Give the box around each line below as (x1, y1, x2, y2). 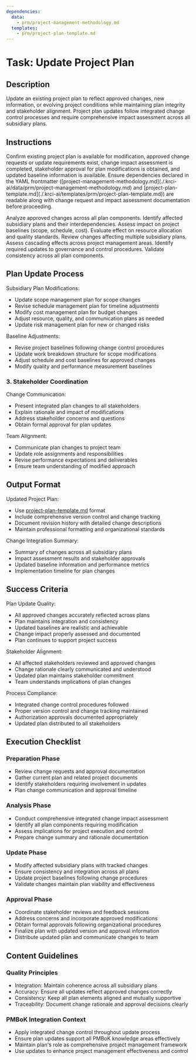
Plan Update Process (6, 269, 84, 279)
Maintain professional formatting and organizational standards (14, 525, 165, 532)
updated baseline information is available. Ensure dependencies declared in (6, 172, 189, 179)
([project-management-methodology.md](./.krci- (59, 177, 177, 185)
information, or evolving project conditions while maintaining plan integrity (6, 101, 185, 108)
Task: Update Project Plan (6, 56, 135, 70)
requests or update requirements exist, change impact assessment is (6, 159, 173, 166)
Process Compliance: (6, 689, 58, 696)
